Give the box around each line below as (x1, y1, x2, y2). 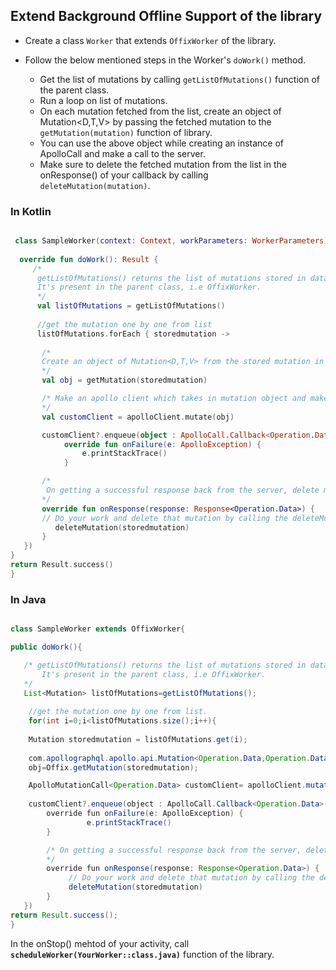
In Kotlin (10, 204, 52, 218)
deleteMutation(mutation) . (39, 179, 151, 191)
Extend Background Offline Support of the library (10, 8, 323, 25)
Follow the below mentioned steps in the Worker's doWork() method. (24, 54, 307, 66)
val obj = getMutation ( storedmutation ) (41, 375, 208, 386)
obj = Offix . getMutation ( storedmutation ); (28, 762, 199, 773)
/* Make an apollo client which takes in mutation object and (41, 394, 307, 404)
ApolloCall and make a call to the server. (39, 147, 206, 159)
